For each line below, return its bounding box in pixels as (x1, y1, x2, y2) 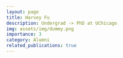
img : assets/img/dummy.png (6, 25, 74, 32)
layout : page (6, 8, 39, 15)
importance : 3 (6, 31, 42, 37)
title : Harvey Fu (6, 14, 50, 21)
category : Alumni (6, 37, 50, 43)
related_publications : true (6, 43, 77, 49)
